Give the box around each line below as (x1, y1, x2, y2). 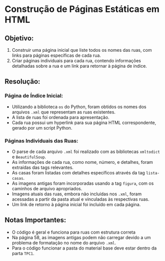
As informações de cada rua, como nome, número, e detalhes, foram (11, 159, 154, 165)
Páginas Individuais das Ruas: (4, 137, 79, 144)
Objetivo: (4, 34, 34, 42)
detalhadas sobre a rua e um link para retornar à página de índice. (11, 63, 147, 69)
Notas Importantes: (4, 216, 67, 225)
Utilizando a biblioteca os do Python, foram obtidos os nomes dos (11, 104, 147, 110)
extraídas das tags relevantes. (11, 164, 74, 170)
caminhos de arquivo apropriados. (11, 185, 82, 191)
